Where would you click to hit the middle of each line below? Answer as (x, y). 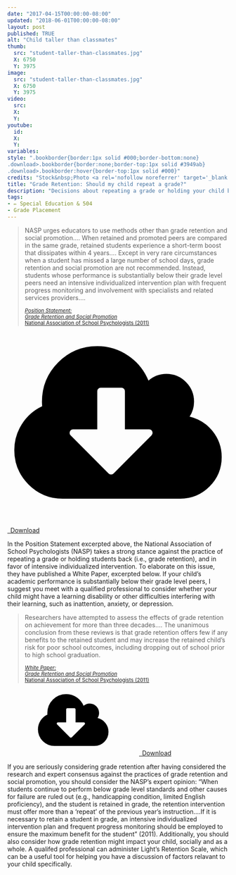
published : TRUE (31, 33)
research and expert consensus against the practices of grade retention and (118, 774)
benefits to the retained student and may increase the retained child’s (125, 640)
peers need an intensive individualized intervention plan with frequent (125, 283)
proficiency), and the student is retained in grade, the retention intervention (116, 804)
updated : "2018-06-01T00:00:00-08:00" (64, 20)
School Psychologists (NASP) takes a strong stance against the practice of (115, 551)
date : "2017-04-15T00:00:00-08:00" (59, 14)
